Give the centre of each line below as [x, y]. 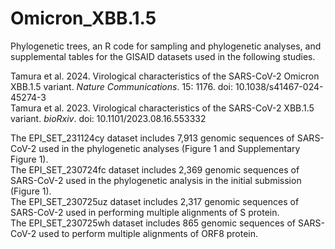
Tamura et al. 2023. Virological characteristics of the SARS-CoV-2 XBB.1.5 [162, 108]
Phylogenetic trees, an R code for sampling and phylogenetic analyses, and [166, 46]
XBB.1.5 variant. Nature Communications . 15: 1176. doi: [122, 86]
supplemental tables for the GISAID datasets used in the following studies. [163, 56]
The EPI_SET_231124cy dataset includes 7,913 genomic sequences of [152, 138]
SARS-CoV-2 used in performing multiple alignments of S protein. [145, 212]
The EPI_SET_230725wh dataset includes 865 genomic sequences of [153, 223]
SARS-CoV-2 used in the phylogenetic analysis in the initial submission [156, 180]
